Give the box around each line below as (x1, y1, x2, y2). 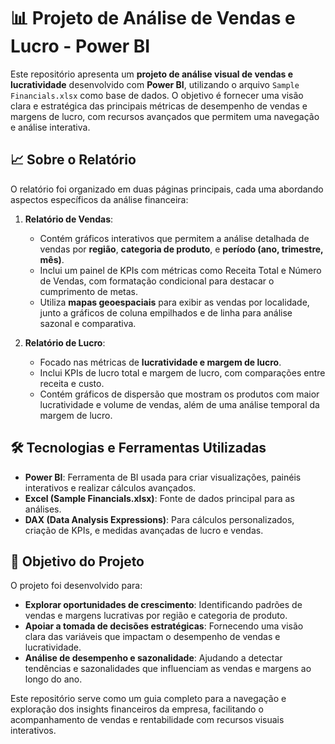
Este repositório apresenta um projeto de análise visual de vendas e (10, 68, 294, 80)
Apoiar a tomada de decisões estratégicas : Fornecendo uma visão (24, 620, 304, 632)
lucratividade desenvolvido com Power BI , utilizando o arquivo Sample (10, 78, 300, 90)
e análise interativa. (10, 121, 91, 133)
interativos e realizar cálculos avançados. (24, 481, 197, 494)
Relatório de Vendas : (24, 213, 114, 225)
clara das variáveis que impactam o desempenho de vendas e (24, 631, 281, 643)
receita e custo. (39, 377, 105, 389)
